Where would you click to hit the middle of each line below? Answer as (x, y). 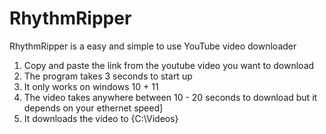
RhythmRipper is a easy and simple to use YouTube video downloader (153, 46)
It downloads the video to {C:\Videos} (101, 118)
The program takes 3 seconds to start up (108, 76)
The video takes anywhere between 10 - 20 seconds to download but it (170, 97)
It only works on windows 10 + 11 (91, 86)
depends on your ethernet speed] (93, 108)
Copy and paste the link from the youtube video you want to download (169, 65)
